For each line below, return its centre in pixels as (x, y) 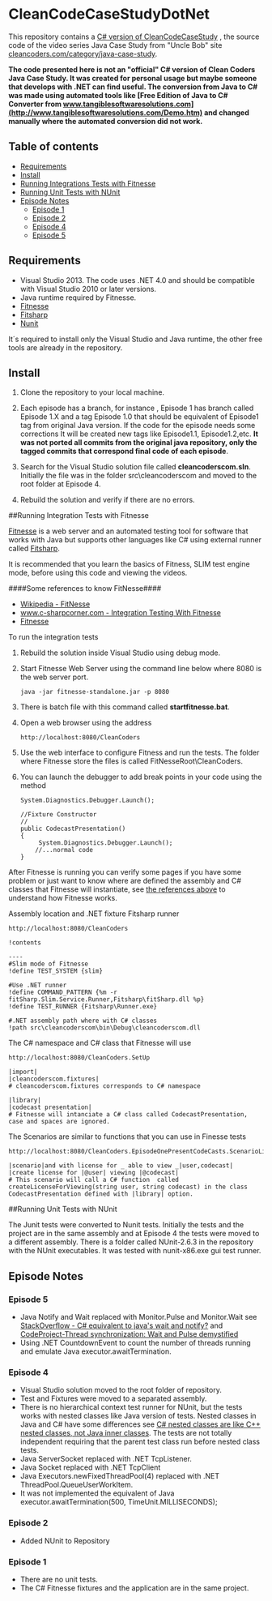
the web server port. (54, 677)
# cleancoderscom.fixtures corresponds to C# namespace (104, 1086)
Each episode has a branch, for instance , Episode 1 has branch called (137, 408)
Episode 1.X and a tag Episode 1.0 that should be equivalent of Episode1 (139, 417)
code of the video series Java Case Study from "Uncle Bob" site (115, 45)
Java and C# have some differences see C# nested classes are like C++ (140, 1424)
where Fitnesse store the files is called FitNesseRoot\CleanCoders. (131, 761)
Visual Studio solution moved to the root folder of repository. (121, 1390)
